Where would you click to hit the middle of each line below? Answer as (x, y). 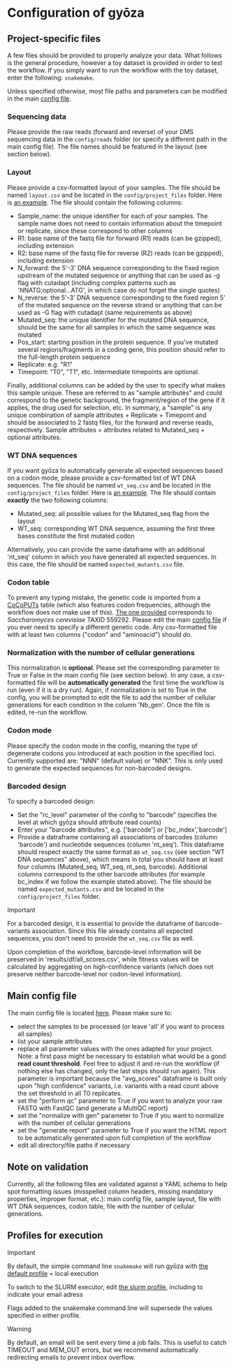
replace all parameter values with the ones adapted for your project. (115, 1048)
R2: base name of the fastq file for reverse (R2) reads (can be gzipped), (120, 253)
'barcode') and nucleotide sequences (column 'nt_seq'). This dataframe (120, 845)
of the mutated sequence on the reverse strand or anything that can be (119, 304)
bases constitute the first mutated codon (76, 536)
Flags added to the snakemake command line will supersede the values (110, 1308)
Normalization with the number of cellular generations (101, 653)
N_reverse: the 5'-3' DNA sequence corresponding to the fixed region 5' (121, 297)
